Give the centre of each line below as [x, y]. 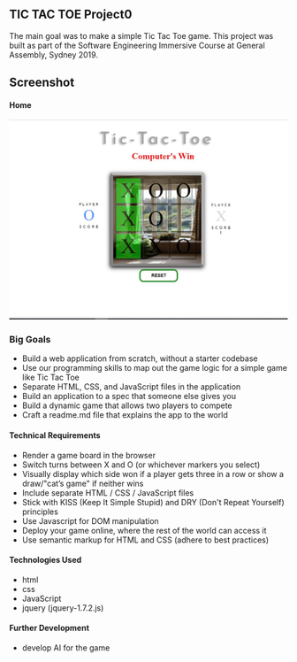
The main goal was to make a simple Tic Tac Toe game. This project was [141, 35]
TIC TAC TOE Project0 [71, 15]
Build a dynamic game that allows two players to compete [127, 405]
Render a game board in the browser [89, 455]
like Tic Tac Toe [50, 377]
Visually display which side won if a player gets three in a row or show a [153, 473]
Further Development [49, 628]
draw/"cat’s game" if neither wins [83, 483]
